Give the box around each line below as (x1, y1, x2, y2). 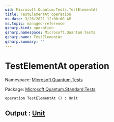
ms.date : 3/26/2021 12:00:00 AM (5, 16, 71, 21)
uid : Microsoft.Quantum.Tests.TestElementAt (5, 7, 98, 12)
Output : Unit (5, 109, 45, 118)
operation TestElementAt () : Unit (5, 95, 78, 101)
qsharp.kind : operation (5, 26, 54, 30)
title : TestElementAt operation (5, 12, 71, 17)
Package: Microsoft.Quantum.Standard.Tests (5, 86, 96, 92)
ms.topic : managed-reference (5, 21, 65, 26)
